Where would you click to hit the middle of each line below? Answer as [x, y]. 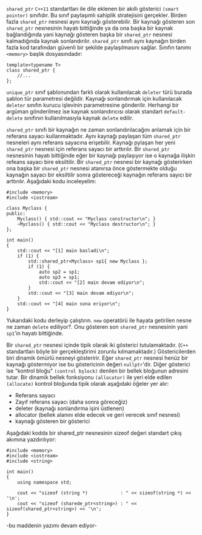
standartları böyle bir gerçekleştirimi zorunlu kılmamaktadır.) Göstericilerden [101, 352]
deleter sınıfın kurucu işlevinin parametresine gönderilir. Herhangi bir [93, 105]
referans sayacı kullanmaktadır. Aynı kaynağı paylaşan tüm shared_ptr [93, 136]
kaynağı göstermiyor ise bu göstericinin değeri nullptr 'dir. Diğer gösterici [98, 364]
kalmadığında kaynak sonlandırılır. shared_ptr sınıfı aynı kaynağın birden [96, 41]
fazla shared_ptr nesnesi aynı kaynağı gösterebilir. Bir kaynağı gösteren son [101, 22]
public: [16, 214]
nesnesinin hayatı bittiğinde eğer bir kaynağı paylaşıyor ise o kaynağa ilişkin [101, 155]
